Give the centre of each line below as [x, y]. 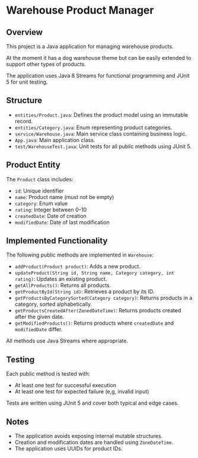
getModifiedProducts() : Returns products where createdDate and [94, 323]
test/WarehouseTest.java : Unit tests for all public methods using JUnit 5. [103, 146]
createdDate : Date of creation [51, 216]
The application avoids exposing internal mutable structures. [89, 436]
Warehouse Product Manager [80, 10]
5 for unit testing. [27, 82]
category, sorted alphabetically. [53, 304]
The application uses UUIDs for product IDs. [68, 449]
